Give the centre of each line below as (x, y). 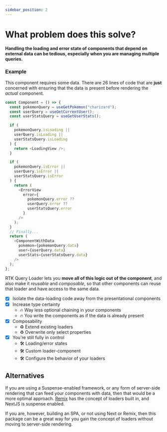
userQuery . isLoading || (39, 135)
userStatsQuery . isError (39, 176)
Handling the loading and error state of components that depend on (76, 48)
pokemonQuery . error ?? (51, 199)
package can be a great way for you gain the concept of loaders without (79, 419)
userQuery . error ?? (47, 204)
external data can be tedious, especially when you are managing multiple (82, 53)
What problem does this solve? (71, 34)
